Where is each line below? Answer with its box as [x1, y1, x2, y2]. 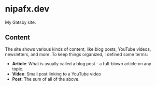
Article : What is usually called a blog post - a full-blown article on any [12, 60, 151, 66]
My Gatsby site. [5, 19, 36, 25]
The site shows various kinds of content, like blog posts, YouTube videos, [5, 46, 151, 52]
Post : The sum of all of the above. [12, 76, 80, 82]
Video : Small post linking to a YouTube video [12, 71, 101, 77]
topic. [12, 66, 24, 72]
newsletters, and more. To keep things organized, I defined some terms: [5, 51, 148, 57]
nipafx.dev [5, 3, 50, 14]
